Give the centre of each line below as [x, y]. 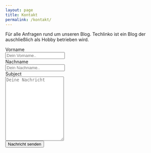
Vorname [15, 50]
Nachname [17, 62]
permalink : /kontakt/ [29, 20]
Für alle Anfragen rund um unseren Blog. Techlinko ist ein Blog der [75, 34]
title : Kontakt [22, 15]
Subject [13, 74]
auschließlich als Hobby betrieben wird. [47, 40]
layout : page [19, 10]
